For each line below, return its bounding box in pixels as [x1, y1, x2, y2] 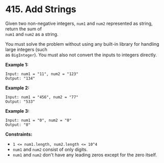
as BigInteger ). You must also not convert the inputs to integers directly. [5, 52, 157, 58]
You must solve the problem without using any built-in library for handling [5, 41, 159, 47]
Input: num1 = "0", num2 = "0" [5, 118, 72, 123]
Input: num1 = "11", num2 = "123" [5, 71, 79, 77]
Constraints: [5, 131, 33, 137]
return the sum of [5, 25, 42, 31]
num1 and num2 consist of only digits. [12, 146, 88, 152]
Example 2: [5, 85, 30, 91]
